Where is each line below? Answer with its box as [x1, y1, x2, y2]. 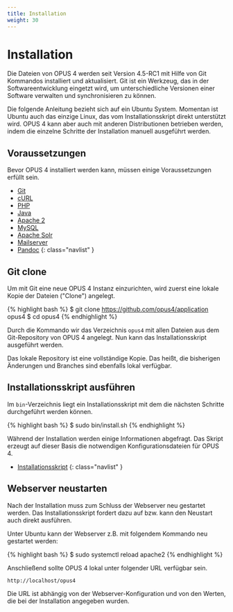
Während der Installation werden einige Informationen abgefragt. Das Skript [7, 434, 223, 443]
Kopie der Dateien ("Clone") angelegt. [7, 292, 116, 300]
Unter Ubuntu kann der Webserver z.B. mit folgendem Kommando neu [7, 529, 208, 538]
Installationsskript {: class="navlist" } [17, 463, 123, 471]
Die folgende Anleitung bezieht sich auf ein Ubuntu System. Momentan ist [7, 105, 218, 113]
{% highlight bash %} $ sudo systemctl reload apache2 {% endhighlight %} [7, 550, 223, 559]
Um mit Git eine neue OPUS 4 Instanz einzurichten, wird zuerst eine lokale [7, 284, 220, 292]
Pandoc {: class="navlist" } [17, 246, 95, 254]
